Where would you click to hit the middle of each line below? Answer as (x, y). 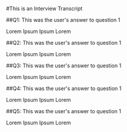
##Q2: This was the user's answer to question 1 (64, 43)
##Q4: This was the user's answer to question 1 (64, 88)
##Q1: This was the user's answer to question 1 (63, 20)
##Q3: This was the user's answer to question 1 (64, 65)
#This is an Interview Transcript (44, 9)
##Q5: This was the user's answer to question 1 (64, 111)
